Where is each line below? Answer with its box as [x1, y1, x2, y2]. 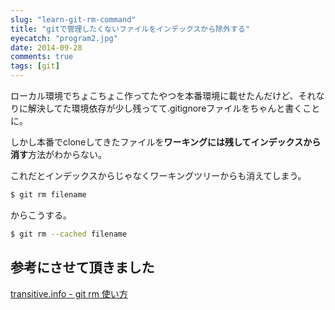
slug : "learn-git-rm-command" [10, 14, 137, 25]
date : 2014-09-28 [10, 42, 83, 53]
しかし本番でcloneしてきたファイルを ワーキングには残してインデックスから [10, 136, 322, 148]
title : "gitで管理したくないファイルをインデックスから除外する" [10, 24, 250, 34]
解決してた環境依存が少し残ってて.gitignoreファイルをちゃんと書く [27, 102, 303, 114]
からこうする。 [10, 209, 72, 221]
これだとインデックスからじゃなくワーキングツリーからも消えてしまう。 [10, 170, 307, 181]
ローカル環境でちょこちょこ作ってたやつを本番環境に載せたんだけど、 [10, 90, 299, 101]
